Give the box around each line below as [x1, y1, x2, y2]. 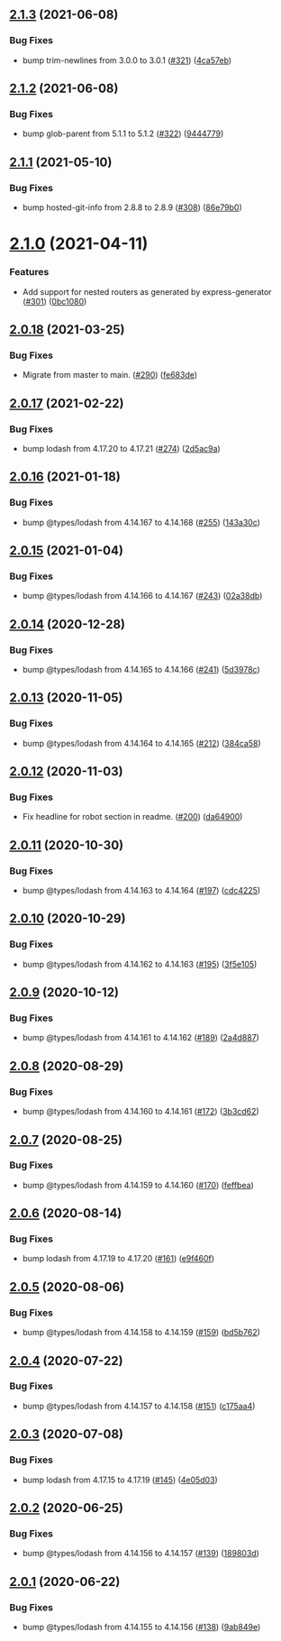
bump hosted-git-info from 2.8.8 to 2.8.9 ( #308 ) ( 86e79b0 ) [22, 202, 243, 213]
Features [9, 266, 50, 279]
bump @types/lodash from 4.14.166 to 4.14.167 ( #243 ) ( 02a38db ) [22, 591, 263, 601]
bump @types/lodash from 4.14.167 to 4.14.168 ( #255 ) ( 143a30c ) [22, 517, 261, 527]
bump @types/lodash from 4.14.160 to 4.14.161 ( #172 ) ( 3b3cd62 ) [22, 1106, 259, 1117]
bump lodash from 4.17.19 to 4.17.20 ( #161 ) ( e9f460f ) [22, 1253, 214, 1264]
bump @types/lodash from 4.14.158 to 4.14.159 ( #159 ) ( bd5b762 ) [22, 1327, 261, 1338]
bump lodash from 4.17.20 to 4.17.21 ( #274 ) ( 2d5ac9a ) [22, 443, 221, 454]
